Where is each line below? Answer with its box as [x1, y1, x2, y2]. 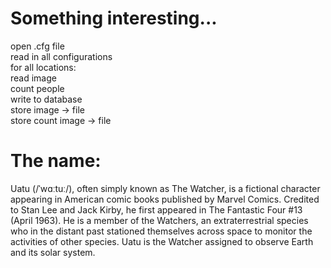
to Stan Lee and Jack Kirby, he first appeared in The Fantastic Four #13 [10, 203, 303, 216]
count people [10, 82, 65, 94]
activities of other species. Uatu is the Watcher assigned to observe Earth [10, 235, 314, 247]
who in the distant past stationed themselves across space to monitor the [10, 225, 313, 237]
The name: [10, 150, 102, 172]
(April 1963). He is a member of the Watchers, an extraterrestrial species [10, 214, 309, 226]
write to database [10, 93, 83, 105]
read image [10, 72, 57, 84]
